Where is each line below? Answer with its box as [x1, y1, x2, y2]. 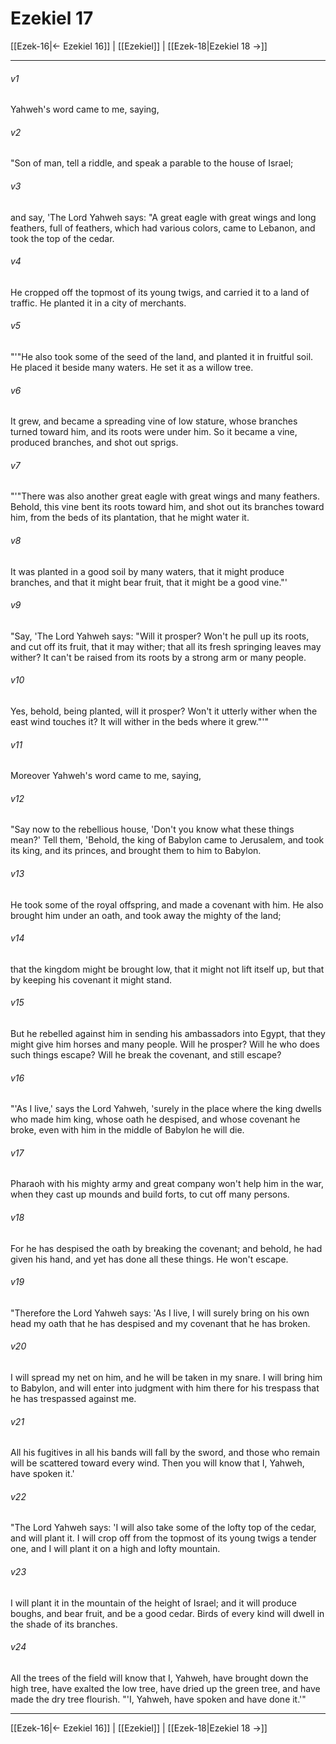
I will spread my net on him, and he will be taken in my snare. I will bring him [10, 1372, 323, 1383]
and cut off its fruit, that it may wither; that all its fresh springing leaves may [10, 640, 322, 652]
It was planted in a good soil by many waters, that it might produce [10, 565, 285, 577]
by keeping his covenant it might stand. [10, 973, 173, 986]
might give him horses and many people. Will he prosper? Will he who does [10, 1038, 320, 1050]
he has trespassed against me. [10, 1393, 137, 1404]
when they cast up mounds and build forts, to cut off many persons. [10, 1188, 290, 1201]
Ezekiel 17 [10, 7, 94, 30]
